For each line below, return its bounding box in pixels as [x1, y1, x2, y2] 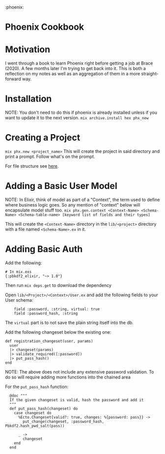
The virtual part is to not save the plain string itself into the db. [5, 319, 134, 325]
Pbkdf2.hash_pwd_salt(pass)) [5, 423, 65, 428]
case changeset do [14, 410, 52, 416]
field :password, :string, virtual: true [14, 307, 100, 312]
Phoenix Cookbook [5, 22, 84, 33]
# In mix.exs [5, 269, 32, 274]
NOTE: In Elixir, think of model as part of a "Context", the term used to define [5, 197, 160, 203]
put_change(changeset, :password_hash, [23, 419, 105, 424]
